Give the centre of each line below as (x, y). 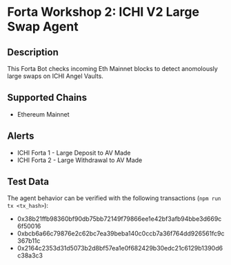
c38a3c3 (30, 255)
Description (33, 52)
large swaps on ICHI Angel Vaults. (55, 76)
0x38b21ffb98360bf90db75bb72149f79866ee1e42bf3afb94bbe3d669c (119, 219)
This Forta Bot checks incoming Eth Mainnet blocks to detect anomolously (113, 69)
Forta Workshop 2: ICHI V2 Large (103, 12)
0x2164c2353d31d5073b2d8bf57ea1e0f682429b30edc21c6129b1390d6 (120, 248)
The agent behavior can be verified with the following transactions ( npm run (114, 198)
